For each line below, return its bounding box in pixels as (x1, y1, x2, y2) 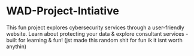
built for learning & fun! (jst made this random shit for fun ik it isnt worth (6, 36, 183, 43)
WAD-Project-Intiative (6, 4, 120, 18)
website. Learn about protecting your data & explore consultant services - (6, 30, 189, 37)
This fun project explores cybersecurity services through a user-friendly (6, 24, 184, 31)
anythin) (6, 43, 27, 50)
